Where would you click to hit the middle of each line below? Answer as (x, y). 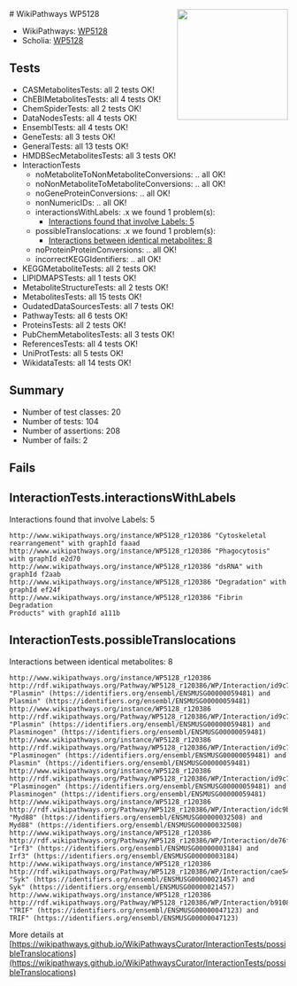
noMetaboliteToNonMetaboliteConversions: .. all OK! (130, 174)
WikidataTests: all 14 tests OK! (76, 362)
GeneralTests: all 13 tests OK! (75, 146)
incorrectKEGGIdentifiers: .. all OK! (98, 259)
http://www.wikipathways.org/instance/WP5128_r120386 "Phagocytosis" (140, 551)
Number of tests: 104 (60, 421)
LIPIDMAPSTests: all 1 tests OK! (79, 277)
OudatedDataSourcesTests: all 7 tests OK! (98, 306)
